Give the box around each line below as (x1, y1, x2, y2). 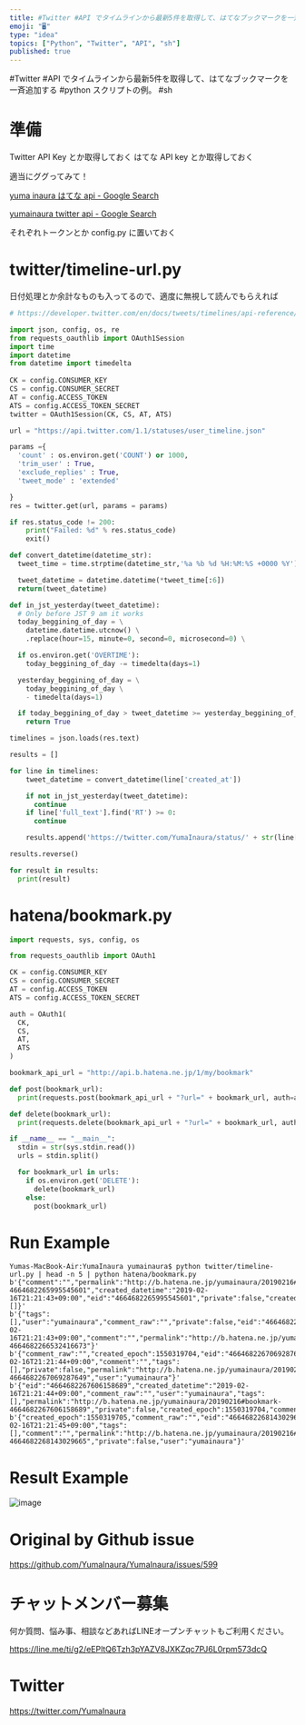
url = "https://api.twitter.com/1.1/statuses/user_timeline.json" (9, 426, 266, 435)
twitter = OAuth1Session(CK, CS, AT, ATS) (9, 410, 172, 419)
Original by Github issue (9, 1529, 195, 1550)
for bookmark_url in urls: (17, 1168, 120, 1177)
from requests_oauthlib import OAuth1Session (9, 334, 184, 343)
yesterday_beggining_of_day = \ (17, 675, 141, 684)
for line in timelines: (9, 766, 100, 775)
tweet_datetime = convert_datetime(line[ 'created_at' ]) (25, 774, 242, 784)
